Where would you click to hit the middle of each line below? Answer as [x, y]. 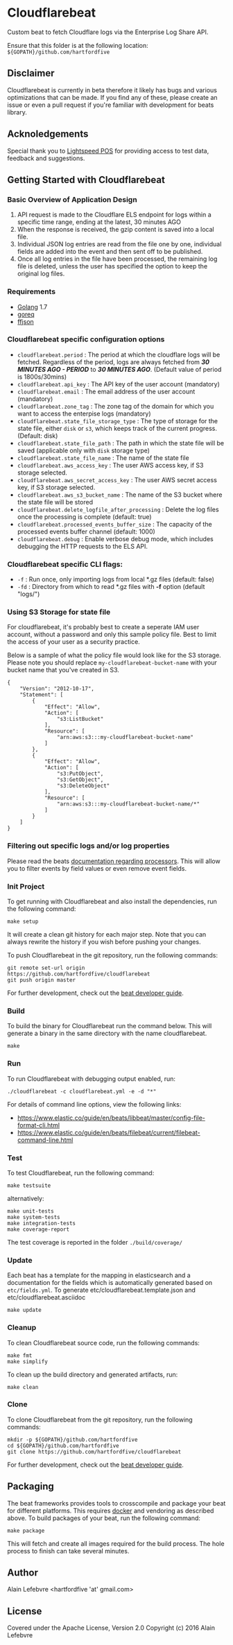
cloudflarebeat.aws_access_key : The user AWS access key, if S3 [110, 465]
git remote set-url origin [46, 968]
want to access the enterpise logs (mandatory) [84, 414]
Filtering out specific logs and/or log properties [88, 846]
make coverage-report [38, 1229]
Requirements [32, 291]
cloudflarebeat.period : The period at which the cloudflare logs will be [119, 355]
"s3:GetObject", [80, 780]
